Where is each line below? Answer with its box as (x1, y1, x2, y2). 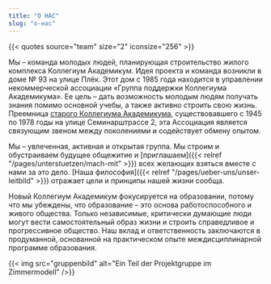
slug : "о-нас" (8, 19, 57, 27)
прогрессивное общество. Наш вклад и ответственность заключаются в (8, 225, 260, 235)
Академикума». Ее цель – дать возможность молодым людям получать (8, 91, 259, 101)
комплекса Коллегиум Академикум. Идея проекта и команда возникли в (8, 65, 262, 75)
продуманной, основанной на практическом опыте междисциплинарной (8, 234, 262, 244)
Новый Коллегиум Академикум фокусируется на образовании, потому (8, 191, 255, 201)
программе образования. (8, 243, 97, 253)
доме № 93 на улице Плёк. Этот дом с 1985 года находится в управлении (8, 74, 264, 84)
